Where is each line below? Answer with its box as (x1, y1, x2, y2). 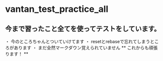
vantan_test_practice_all (5, 3, 108, 15)
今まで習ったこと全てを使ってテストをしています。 (5, 24, 161, 33)
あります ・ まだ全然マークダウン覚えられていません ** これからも (13, 45, 149, 51)
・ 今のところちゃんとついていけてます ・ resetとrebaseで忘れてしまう (5, 39, 151, 44)
